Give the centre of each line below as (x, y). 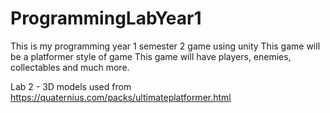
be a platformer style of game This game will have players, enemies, (151, 56)
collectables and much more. (70, 67)
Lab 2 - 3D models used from (71, 86)
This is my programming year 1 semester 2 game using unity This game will (165, 46)
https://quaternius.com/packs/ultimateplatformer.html (121, 97)
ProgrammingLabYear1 (106, 18)
